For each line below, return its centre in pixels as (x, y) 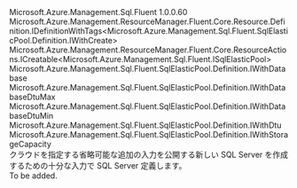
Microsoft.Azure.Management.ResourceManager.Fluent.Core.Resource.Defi (147, 21)
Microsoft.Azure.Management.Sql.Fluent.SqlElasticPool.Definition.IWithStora (149, 134)
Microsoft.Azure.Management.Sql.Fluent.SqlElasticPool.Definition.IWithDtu (145, 125)
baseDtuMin (31, 116)
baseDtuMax (32, 97)
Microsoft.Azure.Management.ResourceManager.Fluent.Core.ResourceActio (148, 50)
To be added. (33, 176)
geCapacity (30, 144)
